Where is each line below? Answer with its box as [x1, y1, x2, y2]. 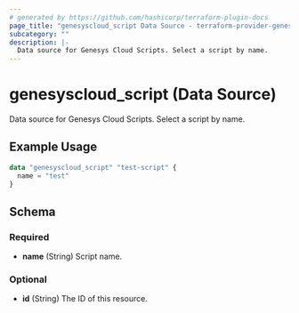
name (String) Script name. [21, 251, 123, 262]
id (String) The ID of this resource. [21, 293, 149, 304]
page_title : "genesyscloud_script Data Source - [9, 21, 193, 30]
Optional [9, 273, 47, 285]
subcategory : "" [9, 29, 69, 38]
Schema [9, 204, 56, 219]
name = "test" [17, 171, 69, 181]
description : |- [9, 37, 69, 47]
